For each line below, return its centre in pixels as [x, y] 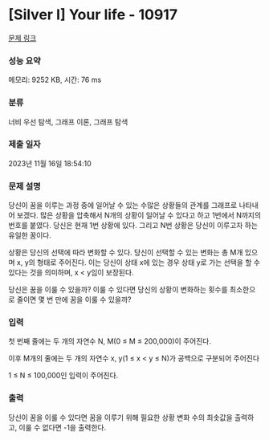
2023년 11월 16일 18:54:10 [50, 163]
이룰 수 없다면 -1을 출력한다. [63, 427]
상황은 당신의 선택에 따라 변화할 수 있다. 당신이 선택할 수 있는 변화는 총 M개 [126, 253]
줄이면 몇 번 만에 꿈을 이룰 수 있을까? [74, 299]
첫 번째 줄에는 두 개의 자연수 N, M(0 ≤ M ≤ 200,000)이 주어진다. [110, 341]
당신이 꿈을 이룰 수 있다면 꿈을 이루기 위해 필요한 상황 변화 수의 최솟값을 [120, 417]
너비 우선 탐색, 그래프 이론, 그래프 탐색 [68, 121]
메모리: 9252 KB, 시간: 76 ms [55, 80]
